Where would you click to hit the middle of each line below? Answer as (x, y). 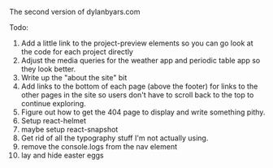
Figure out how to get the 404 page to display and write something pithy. (143, 112)
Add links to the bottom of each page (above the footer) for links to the (139, 86)
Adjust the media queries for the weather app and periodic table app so (141, 60)
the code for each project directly (77, 52)
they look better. (48, 69)
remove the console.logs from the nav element (99, 146)
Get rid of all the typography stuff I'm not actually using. (115, 138)
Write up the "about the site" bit (74, 78)
